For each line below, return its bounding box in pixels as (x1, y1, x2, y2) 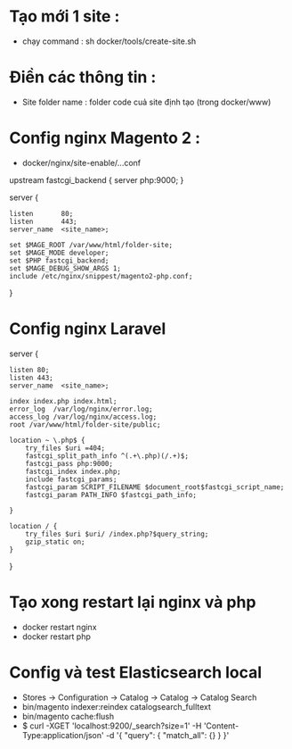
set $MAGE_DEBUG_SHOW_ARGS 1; (9, 263, 122, 273)
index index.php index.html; (9, 396, 118, 405)
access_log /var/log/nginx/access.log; (9, 412, 158, 421)
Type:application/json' (21, 729, 104, 740)
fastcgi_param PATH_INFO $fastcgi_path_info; (25, 490, 198, 499)
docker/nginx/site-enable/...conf (21, 157, 142, 168)
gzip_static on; (25, 537, 86, 546)
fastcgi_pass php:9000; (25, 459, 114, 468)
